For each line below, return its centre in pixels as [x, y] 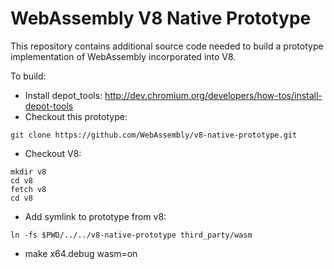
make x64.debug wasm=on [81, 253]
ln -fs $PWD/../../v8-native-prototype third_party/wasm [131, 235]
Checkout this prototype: [76, 116]
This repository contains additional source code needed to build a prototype [167, 46]
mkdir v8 [28, 172]
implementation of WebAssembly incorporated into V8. [123, 56]
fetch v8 [28, 189]
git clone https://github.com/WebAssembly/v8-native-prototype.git [154, 135]
